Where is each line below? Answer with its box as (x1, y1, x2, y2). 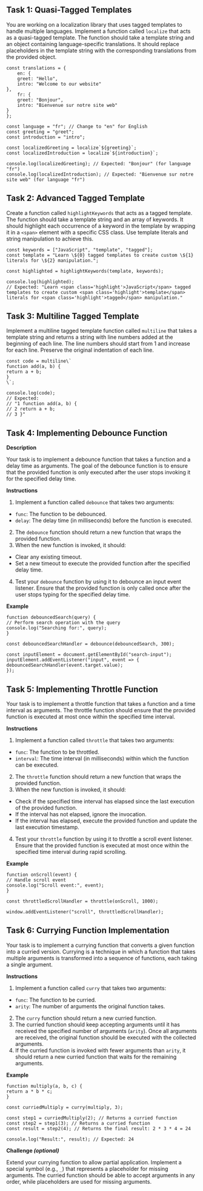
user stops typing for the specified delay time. (15, 591, 130, 598)
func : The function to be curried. (15, 996, 96, 1003)
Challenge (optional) (6, 1147, 59, 1154)
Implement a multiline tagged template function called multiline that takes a (6, 327, 197, 335)
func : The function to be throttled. (15, 748, 100, 756)
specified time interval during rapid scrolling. (15, 848, 127, 856)
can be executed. (15, 762, 59, 769)
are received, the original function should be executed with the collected (15, 1034, 196, 1041)
